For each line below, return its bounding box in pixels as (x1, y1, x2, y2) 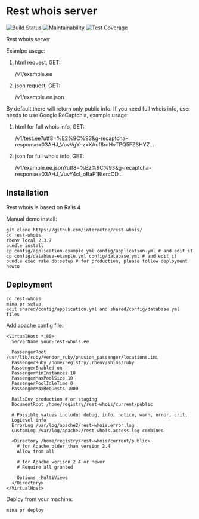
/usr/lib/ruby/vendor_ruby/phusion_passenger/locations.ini (6, 354, 159, 360)
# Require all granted (17, 464, 73, 470)
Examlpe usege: (6, 47, 46, 54)
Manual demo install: (6, 215, 57, 222)
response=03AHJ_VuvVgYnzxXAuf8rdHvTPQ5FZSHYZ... (14, 141, 155, 148)
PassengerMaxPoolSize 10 (11, 375, 73, 381)
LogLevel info (11, 417, 46, 423)
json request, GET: (14, 82, 61, 89)
